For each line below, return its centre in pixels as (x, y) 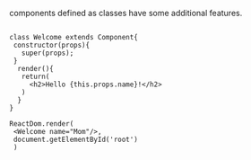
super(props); (48, 53)
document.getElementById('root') (76, 139)
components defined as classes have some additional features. (126, 13)
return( (35, 76)
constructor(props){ (52, 45)
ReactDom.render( (42, 124)
